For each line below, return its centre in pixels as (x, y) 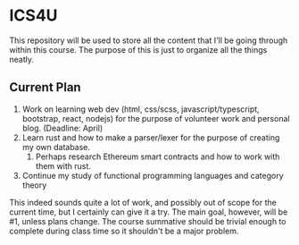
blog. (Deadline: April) (62, 128)
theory (34, 185)
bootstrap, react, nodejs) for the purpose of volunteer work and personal (156, 118)
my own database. (56, 147)
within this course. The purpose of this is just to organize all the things (138, 49)
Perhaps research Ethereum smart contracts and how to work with (158, 156)
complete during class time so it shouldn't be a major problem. (124, 231)
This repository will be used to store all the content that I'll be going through (149, 40)
